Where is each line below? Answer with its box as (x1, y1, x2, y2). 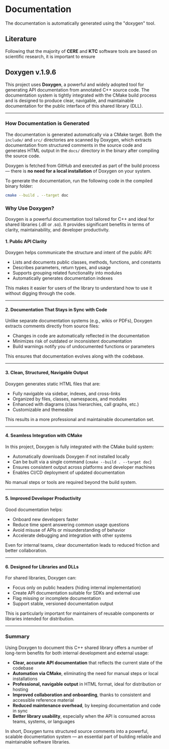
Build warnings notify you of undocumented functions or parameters (12, 344, 155, 350)
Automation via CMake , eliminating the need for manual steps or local (12, 670, 158, 676)
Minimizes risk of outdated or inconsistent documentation (12, 338, 132, 344)
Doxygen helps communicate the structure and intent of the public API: (5, 249, 152, 256)
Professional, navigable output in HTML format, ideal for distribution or (12, 681, 162, 687)
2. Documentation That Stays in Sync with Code (5, 306, 107, 312)
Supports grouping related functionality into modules (12, 270, 122, 276)
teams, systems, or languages (12, 718, 75, 724)
